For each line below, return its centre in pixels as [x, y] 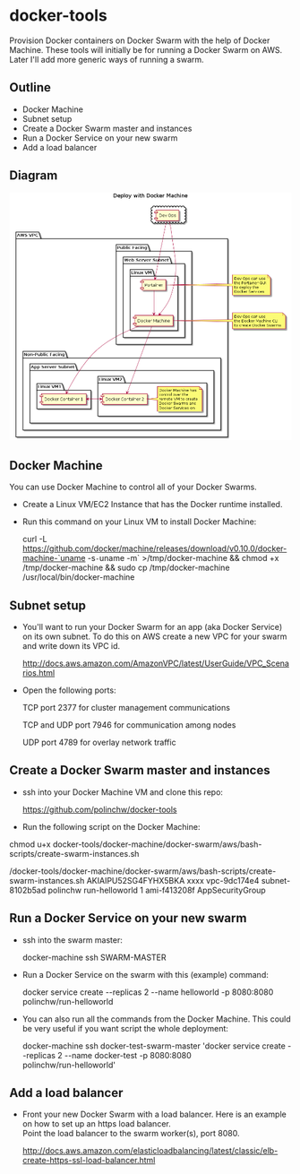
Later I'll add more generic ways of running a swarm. [107, 59]
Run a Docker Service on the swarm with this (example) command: [145, 974]
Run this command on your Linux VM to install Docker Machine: [139, 522]
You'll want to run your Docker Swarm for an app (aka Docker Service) [152, 626]
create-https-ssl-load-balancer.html [89, 1161]
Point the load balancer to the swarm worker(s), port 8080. [131, 1134]
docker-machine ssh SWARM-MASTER [94, 957]
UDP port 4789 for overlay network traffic [99, 742]
